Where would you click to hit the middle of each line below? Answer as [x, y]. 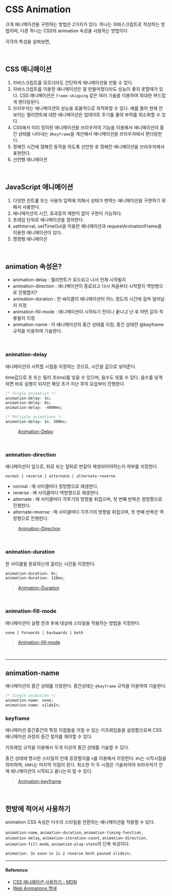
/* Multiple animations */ [34, 417]
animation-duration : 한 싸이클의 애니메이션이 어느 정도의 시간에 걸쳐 [82, 299]
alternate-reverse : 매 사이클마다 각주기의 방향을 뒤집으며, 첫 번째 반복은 [85, 512]
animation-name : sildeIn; [33, 705]
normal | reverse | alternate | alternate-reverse [60, 476]
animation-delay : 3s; [28, 398]
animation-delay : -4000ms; [34, 408]
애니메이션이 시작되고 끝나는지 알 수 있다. [52, 771]
